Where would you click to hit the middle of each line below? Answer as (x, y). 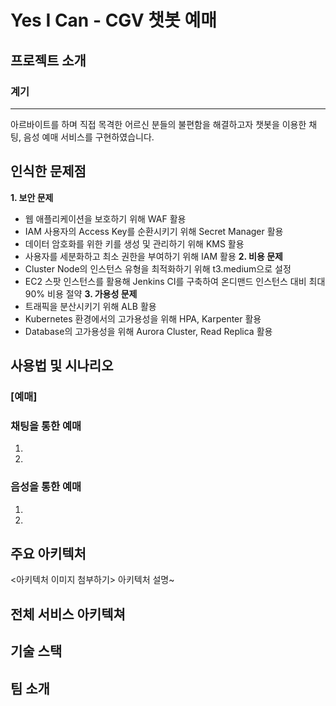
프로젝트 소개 (48, 60)
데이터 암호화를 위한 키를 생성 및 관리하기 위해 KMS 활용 (134, 243)
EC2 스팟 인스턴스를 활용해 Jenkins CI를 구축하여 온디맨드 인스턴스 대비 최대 (175, 281)
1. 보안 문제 (32, 197)
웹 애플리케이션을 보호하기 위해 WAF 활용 (105, 218)
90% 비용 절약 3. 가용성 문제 (81, 293)
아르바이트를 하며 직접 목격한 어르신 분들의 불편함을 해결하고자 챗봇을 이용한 (158, 124)
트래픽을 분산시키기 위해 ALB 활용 (90, 306)
